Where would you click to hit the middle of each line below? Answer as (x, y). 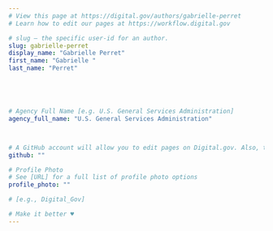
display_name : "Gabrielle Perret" (67, 53)
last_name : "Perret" (43, 68)
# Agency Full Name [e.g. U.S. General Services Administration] (121, 111)
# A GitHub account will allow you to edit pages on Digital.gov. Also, (134, 148)
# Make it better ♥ (41, 214)
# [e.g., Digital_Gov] (47, 199)
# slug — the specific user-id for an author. (89, 38)
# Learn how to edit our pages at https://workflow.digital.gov (119, 24)
